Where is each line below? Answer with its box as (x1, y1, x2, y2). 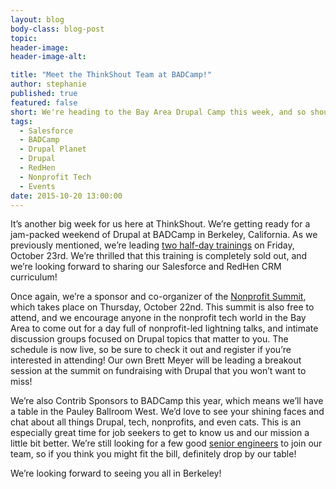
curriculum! (10, 271, 58, 283)
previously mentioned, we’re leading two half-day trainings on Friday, (10, 239, 295, 251)
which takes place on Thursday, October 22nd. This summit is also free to (10, 301, 315, 313)
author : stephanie (10, 79, 87, 90)
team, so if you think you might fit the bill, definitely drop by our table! (10, 448, 297, 460)
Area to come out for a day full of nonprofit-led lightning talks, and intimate (10, 322, 319, 335)
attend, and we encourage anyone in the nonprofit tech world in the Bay (10, 312, 307, 324)
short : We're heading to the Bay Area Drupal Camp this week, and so (10, 107, 307, 117)
